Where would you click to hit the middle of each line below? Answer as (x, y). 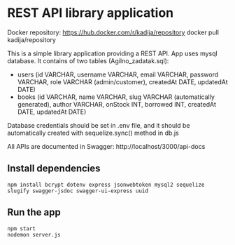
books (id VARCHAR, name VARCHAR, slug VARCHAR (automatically (116, 97)
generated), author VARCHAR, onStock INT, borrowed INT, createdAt (117, 104)
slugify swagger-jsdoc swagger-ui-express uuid (78, 191)
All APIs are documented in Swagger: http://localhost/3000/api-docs (106, 146)
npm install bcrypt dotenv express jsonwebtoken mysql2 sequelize (106, 185)
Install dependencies (54, 169)
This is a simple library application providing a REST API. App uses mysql (113, 53)
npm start (22, 229)
